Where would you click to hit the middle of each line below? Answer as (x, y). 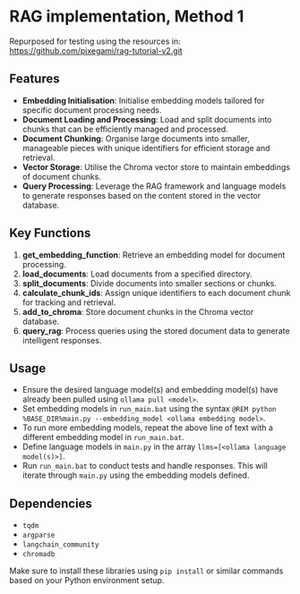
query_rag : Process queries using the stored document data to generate (156, 331)
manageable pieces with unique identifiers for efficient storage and (146, 148)
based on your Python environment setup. (87, 581)
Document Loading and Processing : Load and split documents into (147, 119)
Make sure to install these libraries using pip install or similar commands (146, 571)
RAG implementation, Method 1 (127, 17)
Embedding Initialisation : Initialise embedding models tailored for (143, 100)
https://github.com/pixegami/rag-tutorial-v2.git (96, 50)
